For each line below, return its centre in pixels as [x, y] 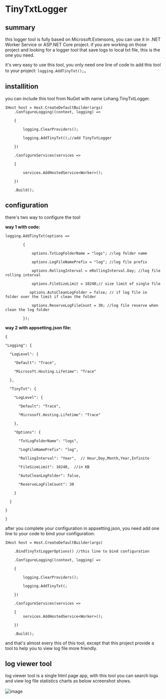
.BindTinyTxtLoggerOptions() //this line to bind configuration [82, 551]
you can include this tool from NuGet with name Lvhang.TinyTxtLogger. [78, 98]
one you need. [20, 55]
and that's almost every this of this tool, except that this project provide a [80, 643]
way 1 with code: [23, 227]
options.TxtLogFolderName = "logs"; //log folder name [89, 253]
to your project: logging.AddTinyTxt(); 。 [47, 71]
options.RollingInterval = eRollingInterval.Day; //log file [96, 271]
